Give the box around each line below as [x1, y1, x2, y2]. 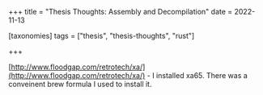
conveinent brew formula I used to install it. [8, 80, 152, 89]
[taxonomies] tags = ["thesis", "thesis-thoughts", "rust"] [8, 31, 195, 40]
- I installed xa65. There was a [146, 71, 248, 80]
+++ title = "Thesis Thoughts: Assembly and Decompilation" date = [8, 7, 233, 16]
